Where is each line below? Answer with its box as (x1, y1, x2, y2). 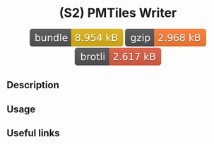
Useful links (6, 127, 61, 139)
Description (6, 79, 59, 91)
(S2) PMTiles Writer (59, 5, 177, 21)
